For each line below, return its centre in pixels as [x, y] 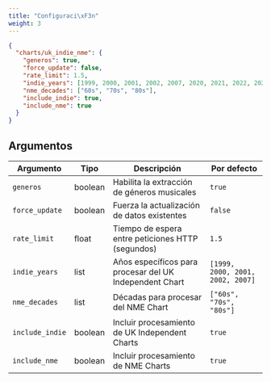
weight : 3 [25, 23]
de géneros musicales [154, 192]
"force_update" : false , [63, 68]
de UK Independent [150, 332]
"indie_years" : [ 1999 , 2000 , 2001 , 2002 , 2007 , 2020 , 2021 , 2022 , [137, 83]
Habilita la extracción [152, 182]
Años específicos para [155, 262]
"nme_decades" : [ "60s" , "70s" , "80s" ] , [90, 90]
